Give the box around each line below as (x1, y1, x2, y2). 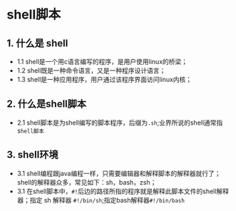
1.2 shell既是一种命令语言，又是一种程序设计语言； (16, 66, 166, 75)
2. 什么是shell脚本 (6, 98, 87, 110)
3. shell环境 (6, 149, 58, 161)
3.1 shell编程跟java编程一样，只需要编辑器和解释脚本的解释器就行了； (16, 169, 221, 177)
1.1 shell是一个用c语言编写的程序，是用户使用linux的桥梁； (16, 58, 188, 66)
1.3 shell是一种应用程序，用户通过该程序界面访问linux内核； (16, 76, 193, 83)
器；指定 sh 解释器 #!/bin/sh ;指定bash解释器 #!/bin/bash (16, 195, 185, 204)
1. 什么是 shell (6, 37, 68, 49)
